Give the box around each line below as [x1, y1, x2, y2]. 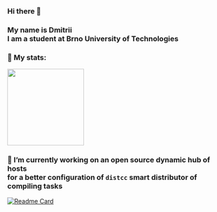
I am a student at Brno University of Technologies [7, 34, 178, 43]
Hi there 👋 [7, 6, 42, 16]
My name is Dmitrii [7, 24, 72, 34]
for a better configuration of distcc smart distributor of [7, 173, 197, 183]
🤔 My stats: [7, 52, 47, 62]
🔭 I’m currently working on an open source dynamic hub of [7, 155, 211, 165]
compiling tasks [7, 181, 63, 191]
